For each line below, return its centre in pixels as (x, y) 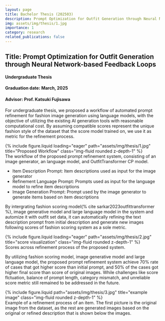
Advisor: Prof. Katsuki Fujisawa (38, 99)
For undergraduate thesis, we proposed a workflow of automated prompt (79, 110)
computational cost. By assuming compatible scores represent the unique (80, 126)
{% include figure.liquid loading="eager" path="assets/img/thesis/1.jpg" (78, 146)
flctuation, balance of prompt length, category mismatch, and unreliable (78, 277)
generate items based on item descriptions (55, 197)
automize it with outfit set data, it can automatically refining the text (73, 217)
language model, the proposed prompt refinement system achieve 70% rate (82, 262)
